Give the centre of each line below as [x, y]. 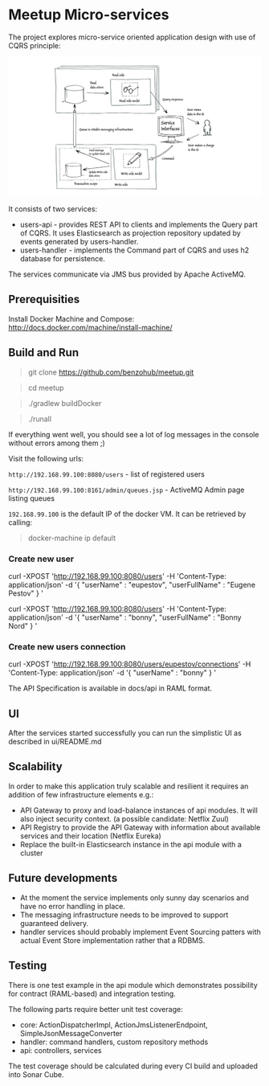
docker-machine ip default [72, 538]
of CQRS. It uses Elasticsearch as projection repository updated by [130, 233]
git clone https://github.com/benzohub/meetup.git [111, 372]
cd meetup [46, 387]
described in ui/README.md [55, 742]
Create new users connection [67, 646]
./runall [40, 419]
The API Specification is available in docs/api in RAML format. [110, 688]
